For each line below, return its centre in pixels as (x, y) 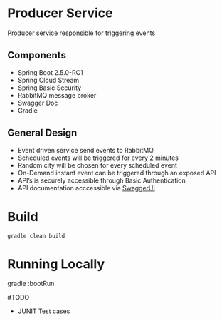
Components (37, 55)
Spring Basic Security (49, 88)
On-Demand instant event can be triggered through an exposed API (117, 173)
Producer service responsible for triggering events (81, 33)
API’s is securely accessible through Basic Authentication (102, 180)
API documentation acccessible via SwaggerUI (86, 188)
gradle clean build (36, 236)
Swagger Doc (38, 103)
